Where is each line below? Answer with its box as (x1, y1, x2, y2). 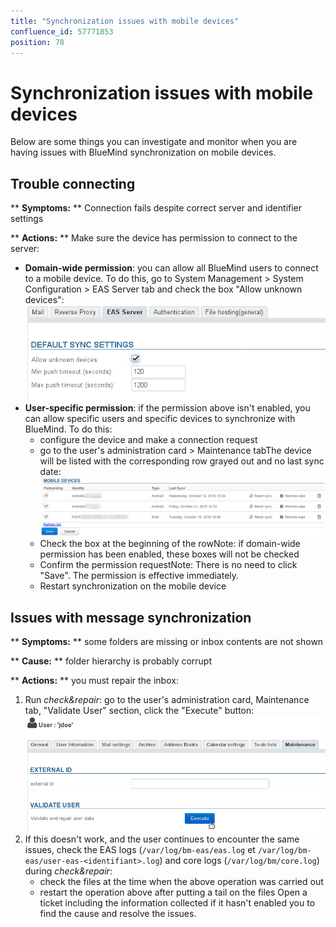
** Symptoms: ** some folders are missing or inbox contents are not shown (10, 635, 324, 647)
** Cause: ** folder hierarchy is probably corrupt (10, 655, 213, 667)
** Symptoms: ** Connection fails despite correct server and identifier (10, 202, 303, 214)
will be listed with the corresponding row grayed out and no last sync (39, 455, 325, 467)
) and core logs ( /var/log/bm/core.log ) (159, 855, 320, 867)
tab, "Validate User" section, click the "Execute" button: (24, 704, 255, 716)
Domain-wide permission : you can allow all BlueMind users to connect (24, 262, 319, 274)
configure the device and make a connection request (39, 433, 258, 445)
